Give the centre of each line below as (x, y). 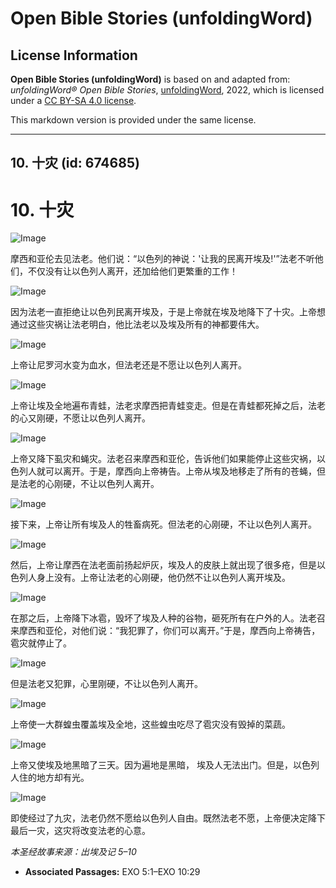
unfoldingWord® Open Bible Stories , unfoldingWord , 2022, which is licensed (167, 90)
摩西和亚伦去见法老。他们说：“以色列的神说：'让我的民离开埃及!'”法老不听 (162, 259)
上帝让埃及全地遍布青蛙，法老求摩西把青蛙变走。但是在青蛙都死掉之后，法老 (168, 406)
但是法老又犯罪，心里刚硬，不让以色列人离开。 (106, 684)
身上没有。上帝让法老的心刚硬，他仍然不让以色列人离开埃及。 (163, 578)
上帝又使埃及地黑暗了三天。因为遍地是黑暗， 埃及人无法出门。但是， (151, 765)
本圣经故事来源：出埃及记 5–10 (73, 852)
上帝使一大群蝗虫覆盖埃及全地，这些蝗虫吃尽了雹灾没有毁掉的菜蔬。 (150, 724)
